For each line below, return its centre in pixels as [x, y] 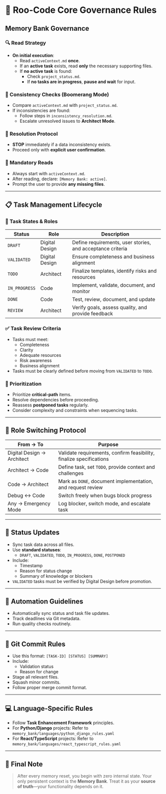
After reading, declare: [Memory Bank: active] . [60, 179]
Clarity [26, 350]
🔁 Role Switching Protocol [46, 430]
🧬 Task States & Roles [32, 221]
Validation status [37, 667]
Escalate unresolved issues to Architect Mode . [67, 121]
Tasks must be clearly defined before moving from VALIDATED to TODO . [83, 371]
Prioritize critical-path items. [42, 395]
